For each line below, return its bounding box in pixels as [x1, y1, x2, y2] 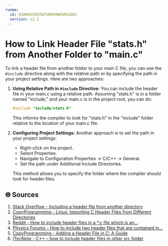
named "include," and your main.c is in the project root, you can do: [12, 96, 152, 102]
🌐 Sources [5, 190, 39, 199]
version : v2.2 [10, 16, 39, 21]
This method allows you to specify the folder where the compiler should [12, 170, 161, 176]
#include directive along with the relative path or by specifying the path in [5, 70, 158, 76]
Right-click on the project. [20, 145, 74, 151]
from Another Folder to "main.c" [5, 48, 143, 60]
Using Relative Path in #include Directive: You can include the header [12, 85, 158, 91]
